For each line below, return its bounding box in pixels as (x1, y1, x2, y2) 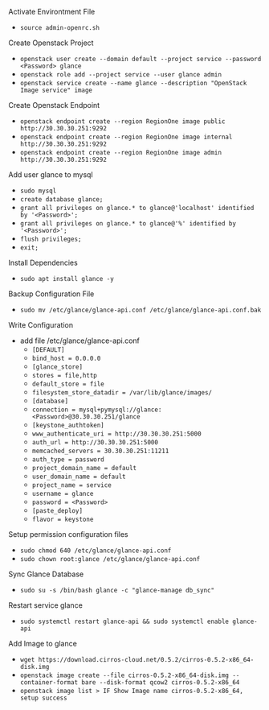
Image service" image (19, 86, 92, 94)
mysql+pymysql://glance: (79, 406, 162, 414)
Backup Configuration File (8, 289, 95, 299)
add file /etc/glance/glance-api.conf (19, 336, 141, 345)
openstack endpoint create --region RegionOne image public (19, 118, 226, 126)
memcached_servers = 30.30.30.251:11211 (31, 447, 169, 455)
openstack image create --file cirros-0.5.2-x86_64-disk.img (19, 671, 230, 679)
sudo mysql (19, 187, 57, 195)
